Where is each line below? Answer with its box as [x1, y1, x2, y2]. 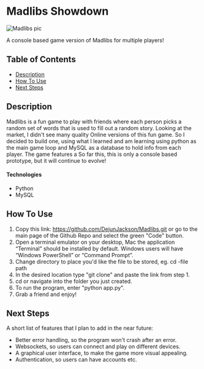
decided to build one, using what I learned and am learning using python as [6, 137, 197, 145]
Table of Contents [6, 54, 77, 65]
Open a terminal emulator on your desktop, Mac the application [15, 238, 175, 246]
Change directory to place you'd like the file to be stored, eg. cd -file [15, 258, 189, 265]
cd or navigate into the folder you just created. [15, 278, 133, 285]
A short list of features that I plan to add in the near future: [6, 324, 153, 332]
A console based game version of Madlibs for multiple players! [6, 36, 164, 44]
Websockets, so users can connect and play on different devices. [15, 343, 181, 351]
